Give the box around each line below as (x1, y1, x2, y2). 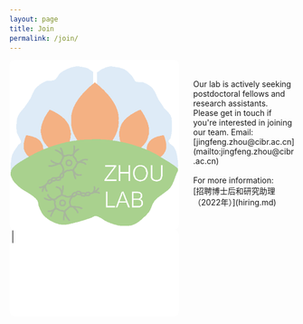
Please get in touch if (193, 108, 272, 119)
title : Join (9, 24, 54, 33)
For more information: (193, 175, 274, 186)
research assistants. (193, 98, 269, 109)
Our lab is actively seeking (193, 79, 292, 90)
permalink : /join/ (9, 33, 79, 43)
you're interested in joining (193, 118, 292, 129)
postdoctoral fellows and (193, 89, 286, 100)
